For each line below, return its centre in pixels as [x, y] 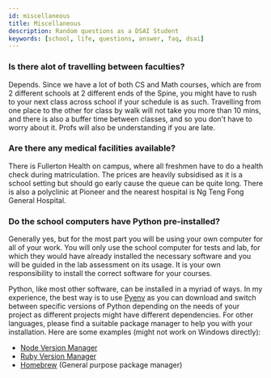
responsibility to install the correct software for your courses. [110, 274]
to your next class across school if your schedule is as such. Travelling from [135, 101]
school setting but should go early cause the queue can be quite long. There [136, 183]
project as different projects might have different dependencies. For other [131, 315]
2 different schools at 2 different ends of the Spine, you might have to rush [133, 93]
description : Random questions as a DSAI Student [94, 31]
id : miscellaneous [39, 16]
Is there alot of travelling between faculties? [97, 67]
